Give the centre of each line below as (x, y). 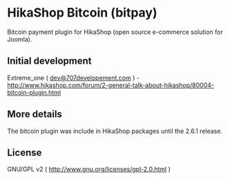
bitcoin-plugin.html (34, 92)
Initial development (49, 61)
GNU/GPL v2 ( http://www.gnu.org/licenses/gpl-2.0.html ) (89, 169)
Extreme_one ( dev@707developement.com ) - (74, 78)
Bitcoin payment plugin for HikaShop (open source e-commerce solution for (115, 32)
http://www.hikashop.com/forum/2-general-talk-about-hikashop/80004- (111, 85)
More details (35, 115)
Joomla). (20, 39)
